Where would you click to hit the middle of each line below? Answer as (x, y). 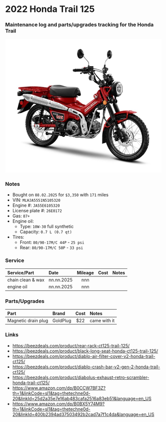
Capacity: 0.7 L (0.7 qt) (46, 232)
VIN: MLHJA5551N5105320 (36, 200)
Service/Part (21, 272)
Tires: (18, 237)
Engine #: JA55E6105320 (36, 205)
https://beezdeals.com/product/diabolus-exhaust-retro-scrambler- (81, 377)
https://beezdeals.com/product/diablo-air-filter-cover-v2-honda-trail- (84, 356)
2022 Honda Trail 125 (50, 9)
